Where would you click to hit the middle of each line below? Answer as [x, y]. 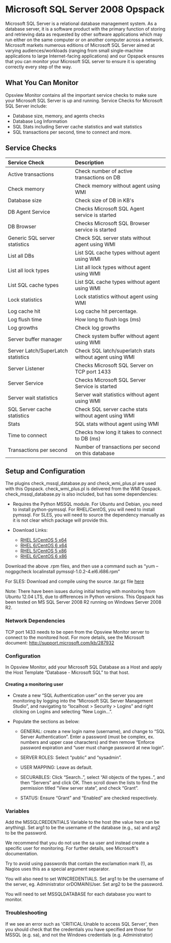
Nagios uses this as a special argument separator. [58, 869]
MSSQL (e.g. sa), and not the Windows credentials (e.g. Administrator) [79, 935]
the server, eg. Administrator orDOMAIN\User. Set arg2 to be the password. [84, 884]
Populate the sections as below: [46, 721]
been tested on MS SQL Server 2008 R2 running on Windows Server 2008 [83, 602]
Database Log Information [40, 121]
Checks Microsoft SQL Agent [109, 208]
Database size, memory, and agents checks [59, 116]
